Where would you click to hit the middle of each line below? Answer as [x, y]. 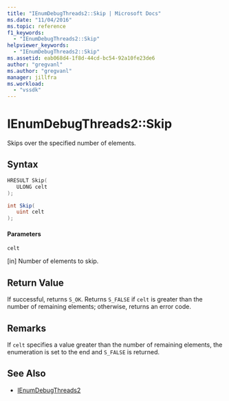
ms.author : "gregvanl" [40, 71]
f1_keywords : [26, 33]
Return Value [35, 283]
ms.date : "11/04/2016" [40, 20]
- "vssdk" [27, 90]
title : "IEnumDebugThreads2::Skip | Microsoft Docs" [84, 13]
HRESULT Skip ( [28, 180]
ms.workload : [26, 84]
